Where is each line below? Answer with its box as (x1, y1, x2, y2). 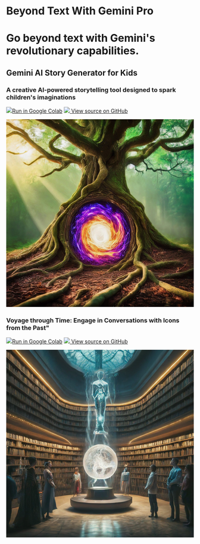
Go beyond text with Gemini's (6, 32, 156, 45)
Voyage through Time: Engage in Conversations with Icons (6, 316, 180, 324)
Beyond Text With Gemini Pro (6, 4, 154, 18)
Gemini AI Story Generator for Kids (6, 67, 138, 78)
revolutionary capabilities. (6, 44, 139, 58)
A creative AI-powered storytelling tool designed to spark (6, 85, 177, 94)
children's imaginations (6, 93, 76, 101)
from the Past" (6, 324, 49, 332)
